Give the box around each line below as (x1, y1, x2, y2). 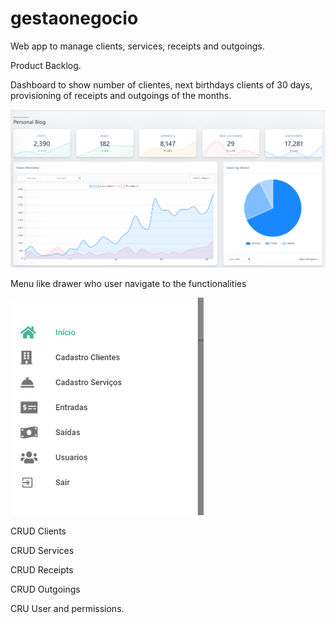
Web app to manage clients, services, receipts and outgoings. (10, 40, 265, 52)
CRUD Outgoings (10, 583, 81, 595)
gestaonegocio (10, 7, 139, 30)
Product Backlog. (10, 59, 82, 71)
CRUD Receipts (10, 563, 74, 576)
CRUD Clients (10, 525, 67, 537)
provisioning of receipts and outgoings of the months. (10, 89, 232, 101)
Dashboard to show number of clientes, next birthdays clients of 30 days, (10, 78, 313, 91)
